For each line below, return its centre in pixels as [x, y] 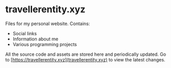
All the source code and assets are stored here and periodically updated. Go [86, 54]
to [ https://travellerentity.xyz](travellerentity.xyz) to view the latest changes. [85, 59]
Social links [25, 33]
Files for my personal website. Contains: [48, 24]
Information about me [36, 39]
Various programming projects [45, 44]
